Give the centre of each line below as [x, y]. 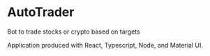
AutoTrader [41, 12]
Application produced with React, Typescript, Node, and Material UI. [105, 45]
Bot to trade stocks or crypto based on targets [74, 31]
